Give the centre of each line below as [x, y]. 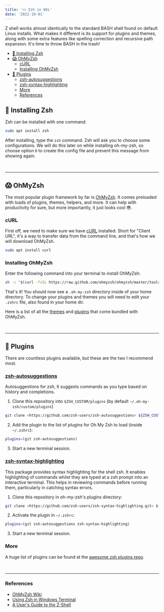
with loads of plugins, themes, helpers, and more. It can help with [71, 202]
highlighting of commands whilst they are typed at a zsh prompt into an [77, 477]
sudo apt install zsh [27, 131]
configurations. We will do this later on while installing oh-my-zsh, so [74, 145]
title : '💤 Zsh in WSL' [29, 10]
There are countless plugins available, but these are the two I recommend [79, 358]
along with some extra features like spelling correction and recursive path [79, 38]
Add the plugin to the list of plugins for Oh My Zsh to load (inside [77, 425]
